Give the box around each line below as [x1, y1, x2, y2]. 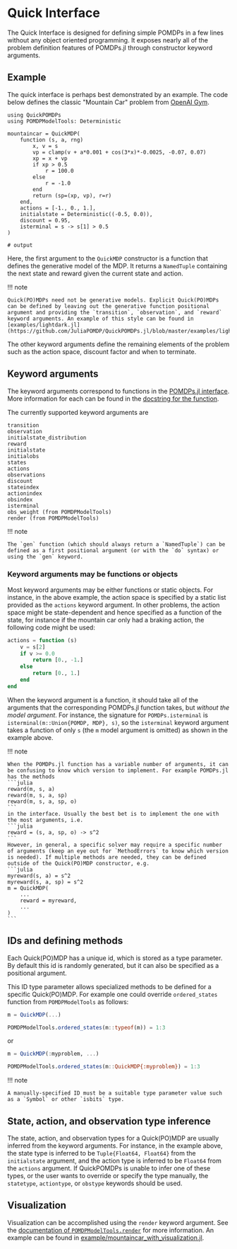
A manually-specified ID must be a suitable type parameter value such [7, 1090, 222, 1097]
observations [7, 471, 46, 479]
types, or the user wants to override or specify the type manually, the [7, 1171, 209, 1180]
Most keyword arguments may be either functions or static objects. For [7, 586, 214, 594]
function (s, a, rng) [20, 136, 83, 143]
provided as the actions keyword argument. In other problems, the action [7, 600, 220, 609]
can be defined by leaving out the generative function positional [7, 302, 210, 309]
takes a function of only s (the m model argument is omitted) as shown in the [7, 726, 228, 734]
